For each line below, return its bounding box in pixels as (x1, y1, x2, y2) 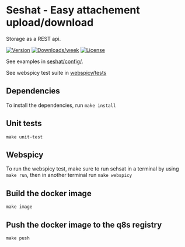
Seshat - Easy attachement (6, 4, 140, 17)
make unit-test (6, 134, 43, 140)
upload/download (6, 16, 94, 29)
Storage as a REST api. (6, 35, 61, 42)
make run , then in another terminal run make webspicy (6, 172, 132, 179)
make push (6, 235, 30, 241)
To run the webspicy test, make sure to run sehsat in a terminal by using (6, 165, 179, 172)
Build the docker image (6, 188, 92, 199)
